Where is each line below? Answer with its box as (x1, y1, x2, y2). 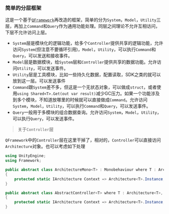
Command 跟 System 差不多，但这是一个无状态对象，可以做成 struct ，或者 (12, 84, 157, 90)
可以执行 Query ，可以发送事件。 (12, 116, 77, 122)
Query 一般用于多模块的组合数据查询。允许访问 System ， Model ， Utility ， (12, 109, 162, 115)
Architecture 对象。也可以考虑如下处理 (5, 144, 86, 150)
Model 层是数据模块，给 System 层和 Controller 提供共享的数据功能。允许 (12, 59, 157, 65)
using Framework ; (5, 158, 42, 163)
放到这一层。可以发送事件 (12, 78, 66, 84)
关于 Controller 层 (17, 126, 54, 132)
